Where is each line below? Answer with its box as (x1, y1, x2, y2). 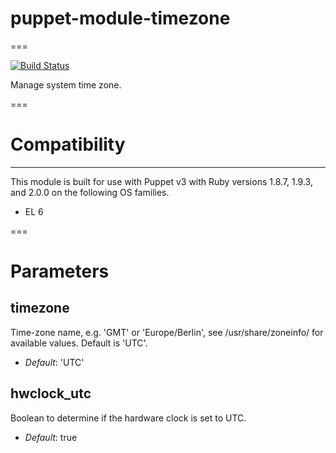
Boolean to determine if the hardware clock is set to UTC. (10, 412, 247, 424)
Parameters (10, 260, 110, 283)
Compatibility (10, 133, 126, 156)
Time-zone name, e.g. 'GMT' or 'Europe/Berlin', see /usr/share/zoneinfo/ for (10, 326, 324, 338)
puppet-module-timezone (10, 7, 231, 30)
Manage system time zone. (10, 78, 122, 91)
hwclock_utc (10, 385, 92, 402)
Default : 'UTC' (24, 356, 85, 368)
